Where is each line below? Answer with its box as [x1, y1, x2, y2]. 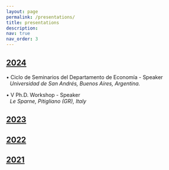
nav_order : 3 [6, 36, 38, 42]
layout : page [6, 8, 38, 15]
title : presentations [6, 19, 60, 25]
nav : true [6, 31, 31, 37]
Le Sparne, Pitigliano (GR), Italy [9, 97, 87, 104]
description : [6, 25, 38, 31]
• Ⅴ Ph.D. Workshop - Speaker [6, 91, 81, 98]
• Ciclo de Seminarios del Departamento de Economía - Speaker [6, 73, 164, 80]
